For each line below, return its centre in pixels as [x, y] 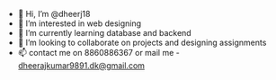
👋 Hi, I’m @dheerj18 [54, 14]
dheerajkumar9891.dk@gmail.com [81, 66]
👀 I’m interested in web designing [80, 23]
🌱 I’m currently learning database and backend [104, 33]
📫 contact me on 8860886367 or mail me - [98, 53]
